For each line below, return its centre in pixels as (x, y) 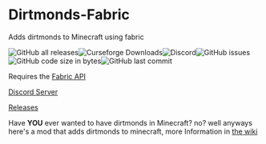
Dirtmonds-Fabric (69, 15)
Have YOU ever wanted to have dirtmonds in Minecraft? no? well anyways (130, 122)
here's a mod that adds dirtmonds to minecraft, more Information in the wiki (133, 131)
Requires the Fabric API (47, 76)
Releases (23, 107)
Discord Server (33, 92)
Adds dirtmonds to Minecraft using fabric (76, 37)
